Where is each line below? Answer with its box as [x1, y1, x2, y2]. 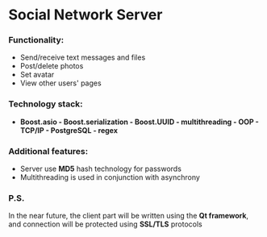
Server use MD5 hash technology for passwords [19, 164, 181, 174]
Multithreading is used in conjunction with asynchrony [19, 173, 200, 182]
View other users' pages [19, 78, 102, 88]
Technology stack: [8, 98, 83, 110]
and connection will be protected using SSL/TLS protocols [8, 219, 203, 229]
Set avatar [19, 70, 55, 80]
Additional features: [8, 145, 89, 156]
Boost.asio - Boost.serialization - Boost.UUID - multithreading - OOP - [19, 117, 260, 127]
